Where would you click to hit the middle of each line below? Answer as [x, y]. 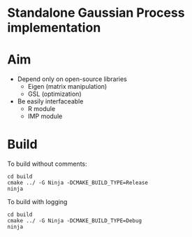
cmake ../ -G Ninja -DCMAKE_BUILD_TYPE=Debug [74, 221]
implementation [54, 28]
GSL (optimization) [54, 94]
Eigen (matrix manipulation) [67, 87]
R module [42, 109]
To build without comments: [47, 164]
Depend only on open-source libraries [72, 79]
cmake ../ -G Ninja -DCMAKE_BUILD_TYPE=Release [78, 183]
